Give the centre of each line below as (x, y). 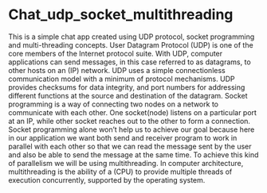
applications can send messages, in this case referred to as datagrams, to (130, 62)
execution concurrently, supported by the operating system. (107, 179)
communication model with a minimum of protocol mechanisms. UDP (122, 79)
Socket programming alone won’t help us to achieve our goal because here (132, 129)
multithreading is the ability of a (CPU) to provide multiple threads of (120, 172)
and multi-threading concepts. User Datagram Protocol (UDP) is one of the (131, 44)
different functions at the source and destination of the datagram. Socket (128, 95)
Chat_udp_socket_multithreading (121, 15)
